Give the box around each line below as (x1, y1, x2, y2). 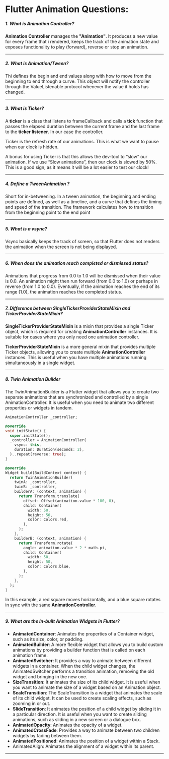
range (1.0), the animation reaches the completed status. (5, 289, 122, 295)
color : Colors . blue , (27, 564, 71, 569)
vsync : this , (14, 442, 42, 447)
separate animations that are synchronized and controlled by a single (5, 394, 148, 400)
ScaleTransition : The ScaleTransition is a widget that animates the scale (12, 690, 162, 696)
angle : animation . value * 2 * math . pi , (23, 545, 107, 550)
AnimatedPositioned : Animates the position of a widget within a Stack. (12, 738, 160, 744)
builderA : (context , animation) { (14, 489, 87, 494)
